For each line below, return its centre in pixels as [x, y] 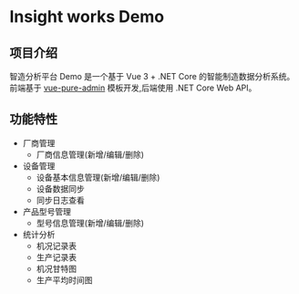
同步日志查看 [60, 200]
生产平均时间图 [64, 279]
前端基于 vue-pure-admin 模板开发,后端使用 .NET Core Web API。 [133, 88]
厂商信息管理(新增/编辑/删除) [90, 154]
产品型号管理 [46, 211]
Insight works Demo [87, 17]
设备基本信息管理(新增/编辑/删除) [98, 177]
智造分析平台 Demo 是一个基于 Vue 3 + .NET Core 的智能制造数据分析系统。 [152, 76]
